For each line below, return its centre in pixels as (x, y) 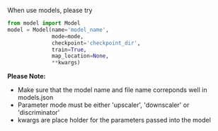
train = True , (69, 50)
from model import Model (44, 23)
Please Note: (27, 76)
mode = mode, (68, 36)
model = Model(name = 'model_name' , (58, 30)
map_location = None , (81, 56)
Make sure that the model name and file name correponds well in (112, 90)
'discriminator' (39, 113)
